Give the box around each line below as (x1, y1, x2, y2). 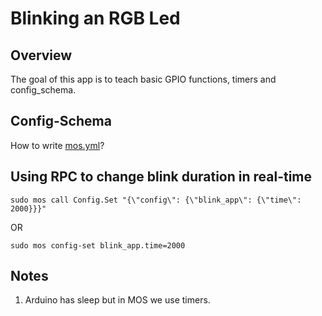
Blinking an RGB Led (10, 7, 181, 30)
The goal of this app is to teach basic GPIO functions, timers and (10, 73, 277, 85)
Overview (10, 47, 73, 64)
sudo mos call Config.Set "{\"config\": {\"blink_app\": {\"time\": (10, 195, 302, 205)
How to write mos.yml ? (10, 139, 105, 151)
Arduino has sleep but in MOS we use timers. (24, 294, 211, 306)
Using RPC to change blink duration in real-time (10, 168, 313, 186)
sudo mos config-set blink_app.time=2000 (10, 240, 186, 251)
